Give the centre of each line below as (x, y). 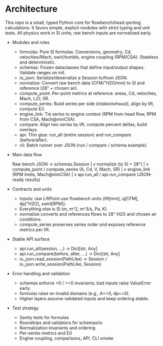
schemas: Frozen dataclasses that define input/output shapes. (82, 67)
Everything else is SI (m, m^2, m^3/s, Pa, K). (64, 209)
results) (33, 180)
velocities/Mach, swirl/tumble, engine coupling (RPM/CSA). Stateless (89, 57)
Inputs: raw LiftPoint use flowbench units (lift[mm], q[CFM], (79, 198)
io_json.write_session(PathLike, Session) (60, 264)
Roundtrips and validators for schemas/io (61, 323)
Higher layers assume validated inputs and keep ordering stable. (84, 298)
